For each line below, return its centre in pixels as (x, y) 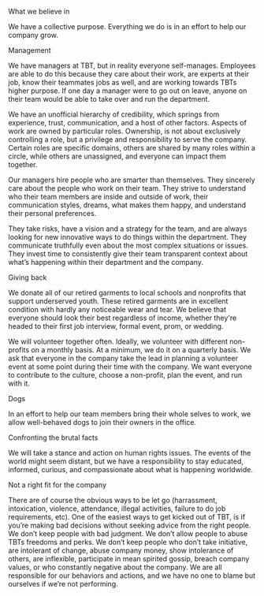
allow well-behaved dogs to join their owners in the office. (102, 422)
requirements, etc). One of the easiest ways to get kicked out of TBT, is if (127, 517)
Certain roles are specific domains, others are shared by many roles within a (132, 148)
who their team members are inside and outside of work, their (108, 197)
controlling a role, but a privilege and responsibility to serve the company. (128, 140)
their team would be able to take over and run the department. (109, 99)
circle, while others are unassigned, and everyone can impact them (117, 156)
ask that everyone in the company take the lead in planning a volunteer (123, 358)
